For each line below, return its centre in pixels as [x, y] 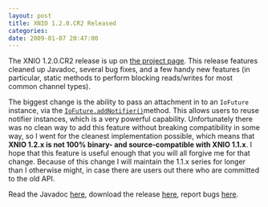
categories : [28, 30]
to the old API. [32, 179]
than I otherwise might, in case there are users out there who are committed [134, 170]
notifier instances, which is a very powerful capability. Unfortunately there [131, 119]
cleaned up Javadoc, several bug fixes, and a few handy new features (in [129, 70]
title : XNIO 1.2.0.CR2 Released [62, 23]
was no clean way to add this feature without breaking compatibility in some [134, 128]
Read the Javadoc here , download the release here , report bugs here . [124, 194]
